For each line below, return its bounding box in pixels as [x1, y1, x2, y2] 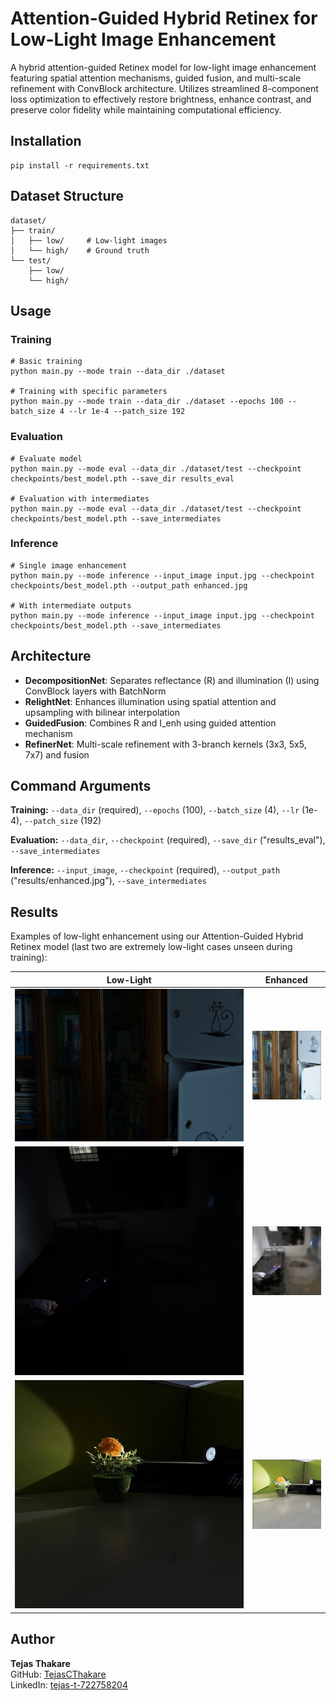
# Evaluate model [10, 453, 83, 464]
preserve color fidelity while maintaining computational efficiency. [10, 103, 282, 116]
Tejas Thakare [10, 1657, 71, 1669]
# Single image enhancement [10, 560, 128, 571]
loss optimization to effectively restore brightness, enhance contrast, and [10, 93, 312, 105]
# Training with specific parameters [10, 387, 168, 397]
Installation [10, 133, 82, 150]
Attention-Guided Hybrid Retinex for [10, 7, 318, 30]
